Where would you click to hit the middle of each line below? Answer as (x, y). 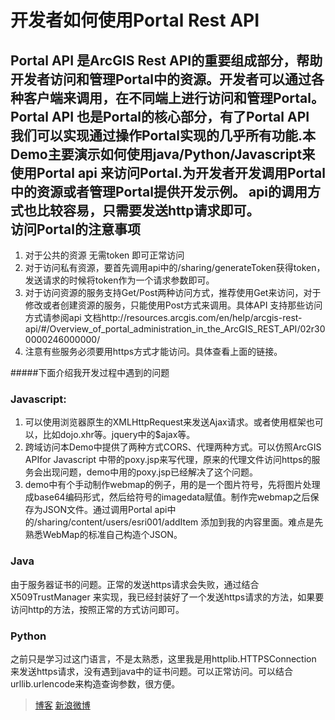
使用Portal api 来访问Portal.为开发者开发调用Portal (168, 172)
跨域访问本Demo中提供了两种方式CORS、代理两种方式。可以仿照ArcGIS (173, 447)
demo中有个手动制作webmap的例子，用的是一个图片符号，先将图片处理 (172, 485)
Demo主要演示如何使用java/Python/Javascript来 (163, 154)
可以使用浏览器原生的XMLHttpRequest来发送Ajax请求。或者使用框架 (165, 422)
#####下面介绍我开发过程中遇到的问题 (90, 372)
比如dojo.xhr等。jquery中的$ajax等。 (119, 435)
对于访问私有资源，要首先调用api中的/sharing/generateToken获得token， (175, 267)
